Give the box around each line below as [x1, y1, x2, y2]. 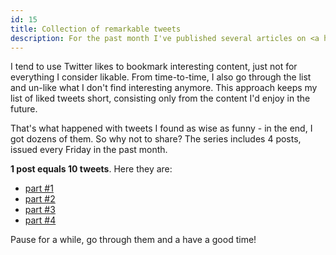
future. [10, 103, 38, 115]
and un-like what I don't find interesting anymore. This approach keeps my [10, 82, 318, 94]
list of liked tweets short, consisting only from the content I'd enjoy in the [10, 92, 311, 105]
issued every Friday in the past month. [10, 144, 168, 156]
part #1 [24, 182, 54, 195]
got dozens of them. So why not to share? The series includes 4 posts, [10, 133, 302, 145]
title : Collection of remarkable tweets [10, 24, 182, 34]
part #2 [24, 193, 56, 205]
